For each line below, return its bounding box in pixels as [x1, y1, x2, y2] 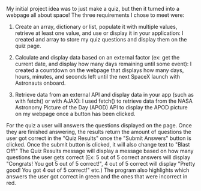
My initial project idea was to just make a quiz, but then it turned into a [6, 5, 180, 12]
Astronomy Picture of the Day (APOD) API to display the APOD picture [14, 104, 188, 111]
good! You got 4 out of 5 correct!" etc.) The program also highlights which [6, 166, 190, 174]
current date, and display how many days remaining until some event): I [14, 60, 192, 67]
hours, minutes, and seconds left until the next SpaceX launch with [14, 73, 180, 80]
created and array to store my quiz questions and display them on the [14, 36, 187, 43]
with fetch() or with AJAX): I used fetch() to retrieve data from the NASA [14, 97, 193, 105]
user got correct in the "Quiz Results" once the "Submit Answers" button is [6, 135, 192, 142]
